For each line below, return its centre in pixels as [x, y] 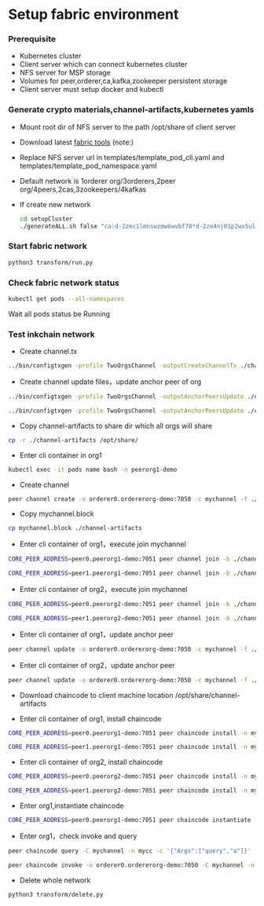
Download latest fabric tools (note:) [77, 142]
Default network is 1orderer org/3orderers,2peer [97, 181]
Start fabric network [48, 247]
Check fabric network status [64, 283]
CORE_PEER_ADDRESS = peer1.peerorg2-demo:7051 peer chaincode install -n [128, 791]
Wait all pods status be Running [59, 314]
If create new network [55, 204]
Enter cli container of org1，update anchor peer [97, 634]
